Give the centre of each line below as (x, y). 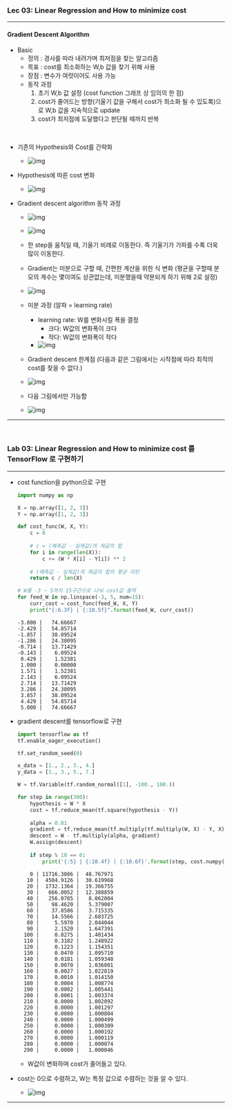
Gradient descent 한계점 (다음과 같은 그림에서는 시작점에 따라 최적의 (120, 359)
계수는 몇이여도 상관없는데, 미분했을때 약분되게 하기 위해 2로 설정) (129, 276)
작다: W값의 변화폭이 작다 (83, 337)
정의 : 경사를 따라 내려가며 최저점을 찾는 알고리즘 (93, 58)
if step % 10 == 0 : (58, 855)
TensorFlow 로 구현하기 (46, 459)
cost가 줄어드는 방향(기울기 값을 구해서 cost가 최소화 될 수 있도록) (127, 101)
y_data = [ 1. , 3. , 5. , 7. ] (56, 772)
